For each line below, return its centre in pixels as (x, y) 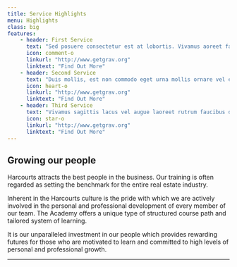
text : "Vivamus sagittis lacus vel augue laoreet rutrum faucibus (126, 112)
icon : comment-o (50, 54)
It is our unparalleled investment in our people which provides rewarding (112, 235)
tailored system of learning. (47, 221)
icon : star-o (45, 118)
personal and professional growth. (57, 249)
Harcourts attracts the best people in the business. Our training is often (110, 178)
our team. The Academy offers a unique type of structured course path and (117, 213)
